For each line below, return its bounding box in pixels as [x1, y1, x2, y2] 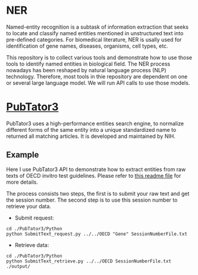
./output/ [6, 263, 31, 269]
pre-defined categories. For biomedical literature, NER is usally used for [6, 36, 182, 43]
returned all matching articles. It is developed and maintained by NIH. [6, 132, 175, 140]
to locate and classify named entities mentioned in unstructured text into [6, 29, 184, 36]
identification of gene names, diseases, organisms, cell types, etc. [6, 42, 168, 50]
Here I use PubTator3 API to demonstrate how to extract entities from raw [6, 165, 186, 173]
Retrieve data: [14, 241, 49, 248]
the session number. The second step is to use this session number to [6, 196, 178, 203]
